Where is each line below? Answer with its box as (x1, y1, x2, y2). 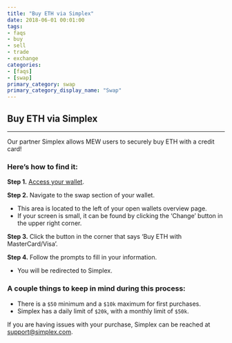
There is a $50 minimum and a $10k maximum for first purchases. (17, 300, 202, 308)
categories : (7, 61, 41, 68)
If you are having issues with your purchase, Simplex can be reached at (7, 320, 211, 329)
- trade (7, 49, 30, 56)
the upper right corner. (17, 219, 82, 228)
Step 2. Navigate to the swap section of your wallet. (7, 191, 155, 199)
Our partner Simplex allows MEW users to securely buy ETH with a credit (7, 137, 215, 146)
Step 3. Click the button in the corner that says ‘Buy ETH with (7, 233, 182, 241)
